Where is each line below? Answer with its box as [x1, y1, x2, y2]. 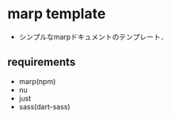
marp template [7, 5, 106, 23]
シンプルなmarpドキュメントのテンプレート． [18, 32, 168, 41]
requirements [7, 56, 76, 69]
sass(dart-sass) [18, 102, 70, 111]
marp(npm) [18, 76, 56, 86]
